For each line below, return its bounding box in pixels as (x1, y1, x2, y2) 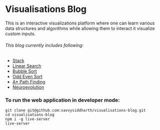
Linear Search (12, 63, 41, 69)
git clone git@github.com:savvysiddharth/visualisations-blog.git (5, 108, 146, 113)
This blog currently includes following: (5, 42, 84, 48)
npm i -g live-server (5, 116, 50, 122)
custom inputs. (5, 30, 36, 36)
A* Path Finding (12, 79, 46, 85)
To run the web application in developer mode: (5, 96, 120, 103)
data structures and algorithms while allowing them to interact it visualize (5, 25, 156, 31)
